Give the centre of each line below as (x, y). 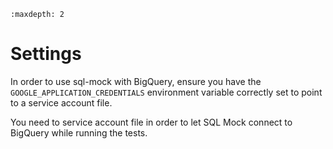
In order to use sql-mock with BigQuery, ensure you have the (136, 81)
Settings (46, 54)
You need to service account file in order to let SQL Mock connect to (151, 122)
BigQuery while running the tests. (79, 132)
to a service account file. (61, 102)
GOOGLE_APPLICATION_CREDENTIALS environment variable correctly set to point (166, 92)
